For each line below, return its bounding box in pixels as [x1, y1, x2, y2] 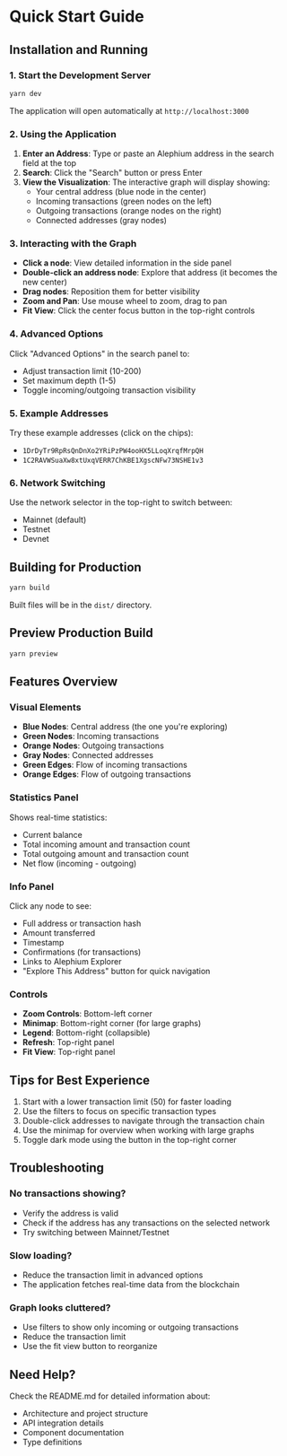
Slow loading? [9, 1249, 73, 1261]
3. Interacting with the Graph [9, 237, 137, 249]
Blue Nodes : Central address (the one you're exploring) [22, 721, 229, 732]
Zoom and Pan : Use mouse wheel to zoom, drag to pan [22, 296, 227, 307]
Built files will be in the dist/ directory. [9, 599, 152, 610]
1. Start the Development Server [9, 69, 152, 82]
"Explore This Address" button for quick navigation [22, 965, 211, 976]
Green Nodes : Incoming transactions [22, 731, 160, 742]
